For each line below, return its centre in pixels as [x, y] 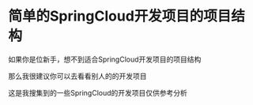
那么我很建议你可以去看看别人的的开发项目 [77, 76]
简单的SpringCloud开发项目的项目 [120, 16]
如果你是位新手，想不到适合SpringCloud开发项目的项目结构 [105, 59]
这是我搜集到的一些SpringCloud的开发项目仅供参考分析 [98, 92]
